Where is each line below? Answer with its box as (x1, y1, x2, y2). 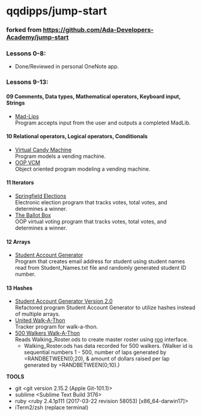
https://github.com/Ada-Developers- (43, 26, 154, 34)
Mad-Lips (14, 112, 39, 120)
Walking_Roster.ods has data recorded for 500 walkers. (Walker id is (23, 342, 193, 350)
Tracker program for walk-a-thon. (14, 323, 98, 330)
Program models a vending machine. (14, 152, 106, 160)
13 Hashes (6, 284, 33, 291)
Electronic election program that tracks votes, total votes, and (14, 198, 167, 205)
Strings (6, 99, 25, 106)
